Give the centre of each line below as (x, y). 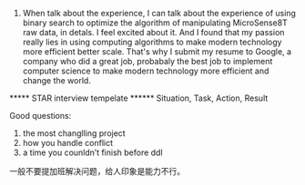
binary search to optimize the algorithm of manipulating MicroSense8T (155, 23)
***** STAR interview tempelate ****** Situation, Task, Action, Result (139, 98)
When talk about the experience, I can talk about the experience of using (159, 13)
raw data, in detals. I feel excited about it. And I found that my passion (153, 32)
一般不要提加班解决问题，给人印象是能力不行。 (97, 171)
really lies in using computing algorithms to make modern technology (152, 42)
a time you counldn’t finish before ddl (92, 152)
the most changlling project (74, 133)
